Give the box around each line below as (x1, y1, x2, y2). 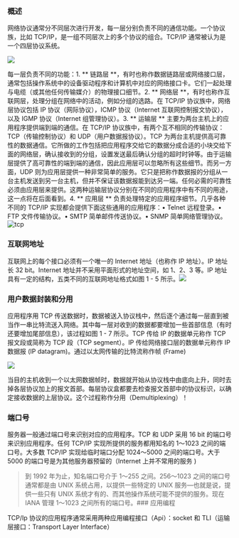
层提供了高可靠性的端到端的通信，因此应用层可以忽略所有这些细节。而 (7, 158, 213, 168)
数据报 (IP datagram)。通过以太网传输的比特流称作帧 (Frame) (7, 347, 186, 355)
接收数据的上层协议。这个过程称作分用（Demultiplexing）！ (13, 393, 188, 402)
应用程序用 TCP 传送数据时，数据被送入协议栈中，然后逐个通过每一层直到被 (7, 311, 229, 320)
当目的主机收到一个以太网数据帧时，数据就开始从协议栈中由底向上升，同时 (7, 375, 225, 384)
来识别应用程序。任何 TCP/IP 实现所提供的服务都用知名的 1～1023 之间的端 (7, 439, 226, 448)
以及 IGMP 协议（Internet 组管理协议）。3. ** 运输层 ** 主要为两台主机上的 (7, 114, 223, 123)
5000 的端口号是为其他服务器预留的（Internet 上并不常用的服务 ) (7, 457, 197, 466)
